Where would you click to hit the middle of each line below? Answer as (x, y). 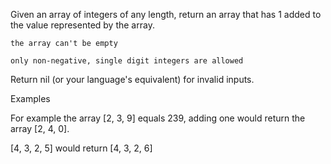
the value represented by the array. (82, 25)
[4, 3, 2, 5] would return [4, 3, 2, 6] (81, 148)
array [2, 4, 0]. (40, 128)
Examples (30, 98)
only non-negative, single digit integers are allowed (127, 61)
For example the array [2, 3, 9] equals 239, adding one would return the (158, 118)
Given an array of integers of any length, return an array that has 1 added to (166, 14)
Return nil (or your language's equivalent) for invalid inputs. (132, 79)
